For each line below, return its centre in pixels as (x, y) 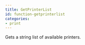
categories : (17, 19)
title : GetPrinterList (28, 10)
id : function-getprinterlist (35, 14)
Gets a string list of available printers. (43, 37)
